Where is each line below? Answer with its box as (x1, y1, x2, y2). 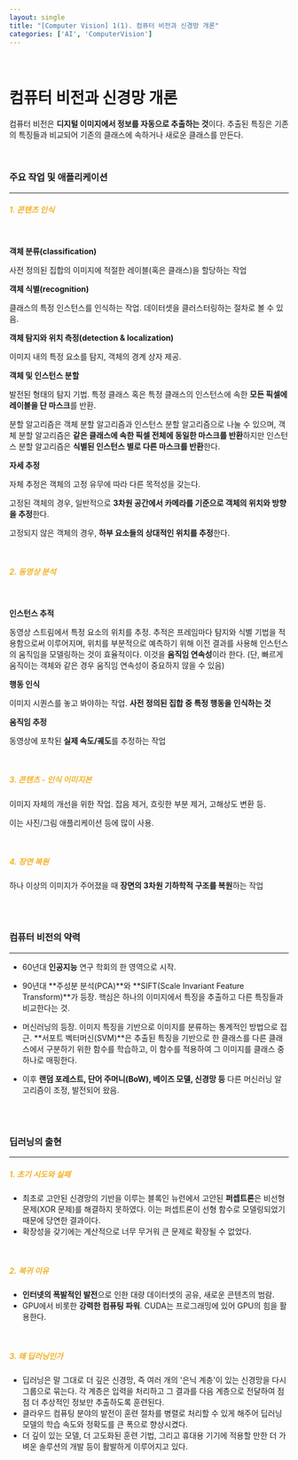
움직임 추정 (9, 716, 47, 727)
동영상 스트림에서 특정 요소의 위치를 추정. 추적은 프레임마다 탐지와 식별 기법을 (9, 626, 277, 637)
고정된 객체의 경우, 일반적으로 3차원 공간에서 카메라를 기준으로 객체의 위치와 (9, 498, 271, 508)
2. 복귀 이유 (9, 1265, 50, 1276)
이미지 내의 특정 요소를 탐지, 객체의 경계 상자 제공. (9, 351, 182, 362)
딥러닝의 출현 (9, 1135, 62, 1148)
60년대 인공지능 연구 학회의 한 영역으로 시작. (21, 962, 176, 972)
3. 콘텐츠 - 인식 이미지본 (9, 774, 92, 785)
